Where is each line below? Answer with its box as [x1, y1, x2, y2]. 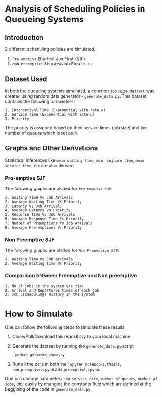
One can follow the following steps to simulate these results [5, 324, 125, 330]
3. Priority [5, 116, 29, 121]
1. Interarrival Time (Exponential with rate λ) [5, 107, 106, 113]
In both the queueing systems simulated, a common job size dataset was [5, 88, 155, 94]
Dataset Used [5, 75, 47, 84]
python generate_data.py [14, 353, 65, 357]
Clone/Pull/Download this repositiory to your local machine [12, 334, 131, 340]
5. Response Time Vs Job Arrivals [5, 212, 76, 217]
